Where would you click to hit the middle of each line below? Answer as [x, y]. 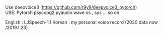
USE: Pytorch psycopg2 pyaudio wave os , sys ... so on [62, 12]
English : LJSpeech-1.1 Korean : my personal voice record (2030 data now [82, 22]
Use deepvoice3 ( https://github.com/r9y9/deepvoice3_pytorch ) [71, 7]
